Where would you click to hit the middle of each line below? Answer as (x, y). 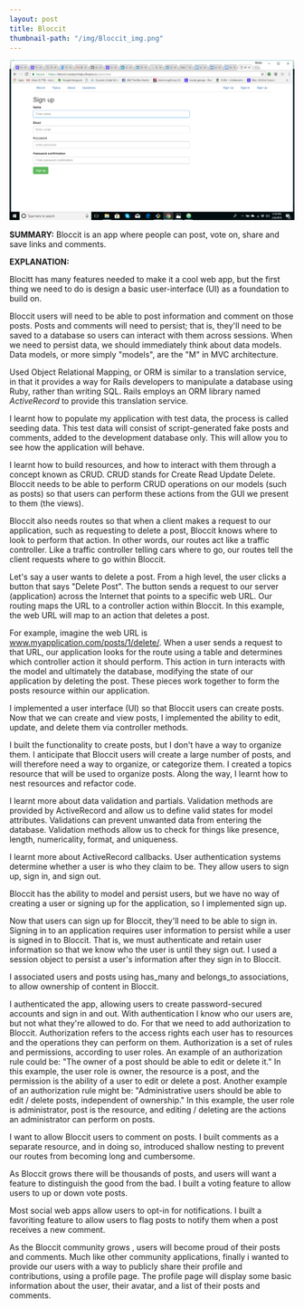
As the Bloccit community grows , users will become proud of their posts (145, 1247)
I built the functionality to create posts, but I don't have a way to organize (146, 745)
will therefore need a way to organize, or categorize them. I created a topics (151, 764)
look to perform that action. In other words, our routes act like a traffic (139, 540)
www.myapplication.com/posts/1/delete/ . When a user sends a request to (146, 643)
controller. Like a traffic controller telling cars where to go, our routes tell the (152, 550)
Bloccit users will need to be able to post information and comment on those (152, 316)
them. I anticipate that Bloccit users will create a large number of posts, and (150, 755)
